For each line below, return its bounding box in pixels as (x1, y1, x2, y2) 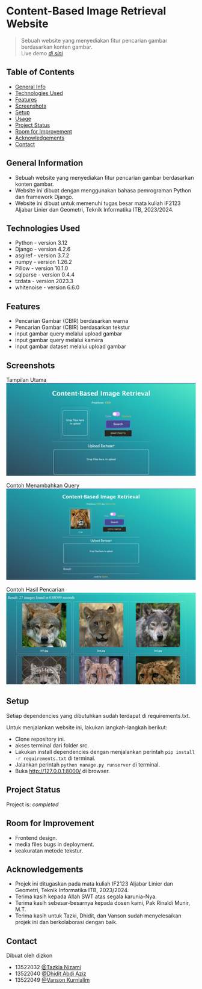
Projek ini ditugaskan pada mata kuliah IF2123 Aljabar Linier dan (14, 880, 173, 887)
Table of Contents (6, 67, 75, 78)
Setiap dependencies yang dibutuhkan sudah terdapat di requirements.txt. (6, 712, 191, 719)
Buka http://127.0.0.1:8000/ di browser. (14, 767, 110, 774)
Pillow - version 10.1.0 (14, 265, 69, 272)
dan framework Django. (14, 193, 74, 200)
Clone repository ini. (14, 735, 66, 743)
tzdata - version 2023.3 (14, 278, 74, 285)
